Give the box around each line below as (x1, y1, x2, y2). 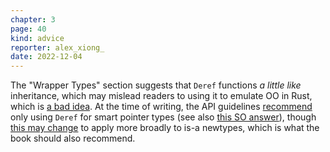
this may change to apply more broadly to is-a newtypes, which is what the (10, 122, 320, 134)
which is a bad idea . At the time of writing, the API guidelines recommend (10, 101, 313, 113)
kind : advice (10, 33, 65, 43)
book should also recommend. (10, 132, 136, 145)
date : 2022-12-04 (10, 52, 83, 62)
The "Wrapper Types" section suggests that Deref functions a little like (10, 79, 302, 91)
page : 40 (10, 24, 47, 34)
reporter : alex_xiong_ (10, 42, 105, 53)
